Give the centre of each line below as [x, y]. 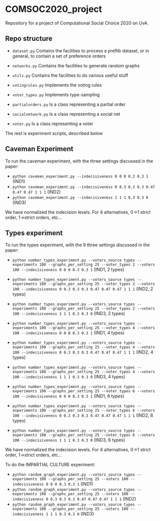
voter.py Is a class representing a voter [53, 124]
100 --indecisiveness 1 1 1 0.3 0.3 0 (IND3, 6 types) [69, 440]
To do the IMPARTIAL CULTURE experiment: [50, 465]
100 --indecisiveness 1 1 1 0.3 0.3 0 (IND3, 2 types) [69, 314]
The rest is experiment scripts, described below [54, 133]
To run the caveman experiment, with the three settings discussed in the [79, 161]
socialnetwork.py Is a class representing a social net [66, 114]
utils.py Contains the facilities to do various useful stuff [70, 75]
